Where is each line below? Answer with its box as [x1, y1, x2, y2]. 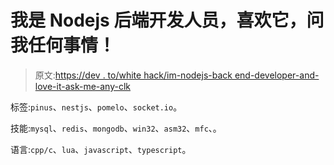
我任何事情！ [10, 34, 117, 57]
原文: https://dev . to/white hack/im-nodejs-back [34, 69, 233, 81]
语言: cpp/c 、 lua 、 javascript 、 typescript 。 [10, 143, 192, 155]
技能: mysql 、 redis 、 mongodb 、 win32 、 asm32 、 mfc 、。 [10, 122, 222, 134]
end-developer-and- [234, 69, 320, 81]
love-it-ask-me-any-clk [34, 80, 131, 92]
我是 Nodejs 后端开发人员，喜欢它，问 [10, 9, 325, 32]
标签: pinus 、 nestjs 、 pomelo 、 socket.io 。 [10, 101, 183, 113]
